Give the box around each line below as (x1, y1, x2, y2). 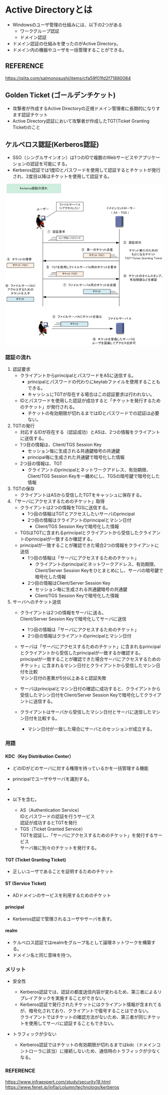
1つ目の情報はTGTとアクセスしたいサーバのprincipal (27, 511, 135, 517)
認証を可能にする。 (30, 161, 70, 167)
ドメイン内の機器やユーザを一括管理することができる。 (12, 47, 127, 53)
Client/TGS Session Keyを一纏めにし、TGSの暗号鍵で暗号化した (27, 473, 160, 479)
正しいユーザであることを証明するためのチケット (12, 869, 114, 875)
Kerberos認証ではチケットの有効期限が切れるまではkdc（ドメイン (20, 1042, 156, 1048)
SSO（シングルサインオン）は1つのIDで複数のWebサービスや (12, 154, 138, 161)
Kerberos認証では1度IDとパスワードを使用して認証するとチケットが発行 (12, 167, 160, 173)
